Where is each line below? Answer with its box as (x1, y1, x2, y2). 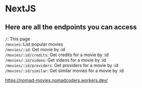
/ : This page (5, 36, 31, 42)
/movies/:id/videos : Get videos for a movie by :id (5, 57, 106, 63)
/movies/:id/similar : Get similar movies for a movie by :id (5, 68, 124, 74)
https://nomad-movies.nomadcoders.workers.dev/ (5, 78, 108, 83)
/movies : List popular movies (5, 41, 63, 47)
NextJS (5, 3, 36, 14)
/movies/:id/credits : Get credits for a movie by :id (5, 52, 109, 58)
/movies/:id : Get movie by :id (5, 47, 65, 52)
